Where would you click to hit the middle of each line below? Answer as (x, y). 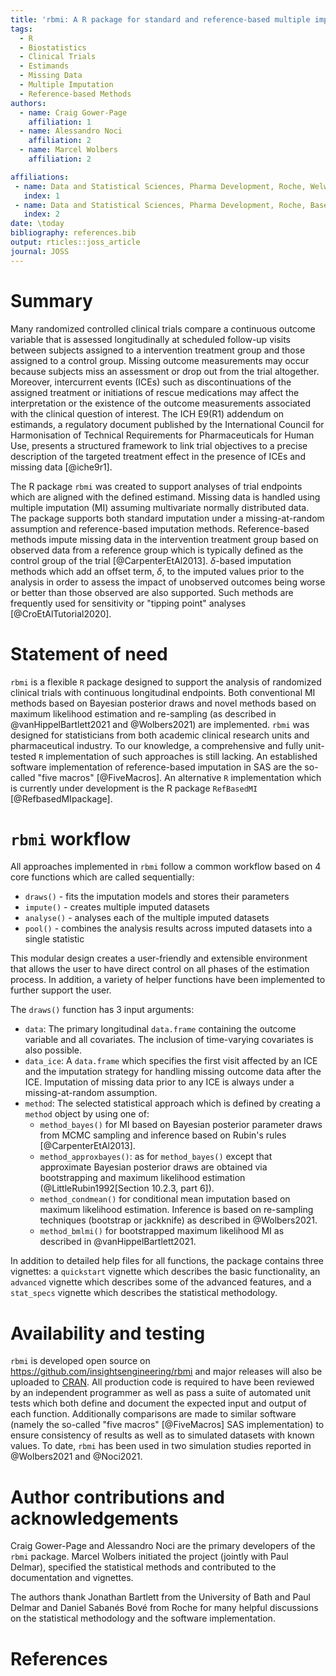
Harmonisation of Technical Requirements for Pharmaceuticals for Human (162, 435)
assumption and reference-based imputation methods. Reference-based (160, 528)
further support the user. (61, 990)
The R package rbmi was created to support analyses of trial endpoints (156, 486)
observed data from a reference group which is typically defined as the (157, 550)
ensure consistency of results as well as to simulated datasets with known (162, 1435)
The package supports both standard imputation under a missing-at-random (167, 518)
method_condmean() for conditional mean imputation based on (165, 1199)
